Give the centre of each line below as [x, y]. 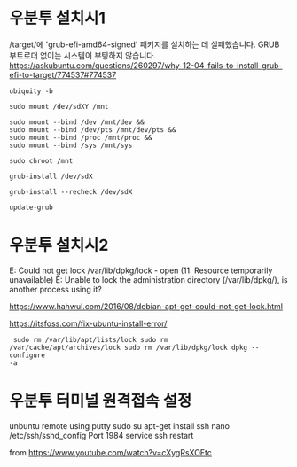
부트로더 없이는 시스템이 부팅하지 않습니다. [83, 55]
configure [27, 355]
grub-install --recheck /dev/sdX [71, 191]
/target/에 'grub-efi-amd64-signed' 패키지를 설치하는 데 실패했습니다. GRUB [145, 44]
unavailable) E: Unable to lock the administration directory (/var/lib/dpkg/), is [148, 279]
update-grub [31, 207]
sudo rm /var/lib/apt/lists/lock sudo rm [90, 339]
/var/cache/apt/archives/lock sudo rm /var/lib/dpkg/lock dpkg [129, 347]
